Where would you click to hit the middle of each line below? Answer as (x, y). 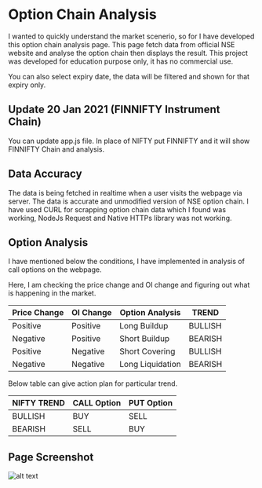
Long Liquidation (151, 365)
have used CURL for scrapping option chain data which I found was (117, 209)
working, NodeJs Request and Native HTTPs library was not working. (120, 218)
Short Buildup (145, 339)
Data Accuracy (45, 174)
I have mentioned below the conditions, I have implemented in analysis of (127, 262)
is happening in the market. (52, 293)
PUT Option (151, 403)
